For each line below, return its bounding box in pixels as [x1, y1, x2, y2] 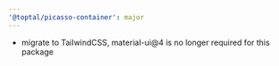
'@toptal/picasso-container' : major [8, 12, 144, 22]
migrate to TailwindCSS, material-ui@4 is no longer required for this [21, 37, 270, 48]
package [21, 46, 54, 57]
